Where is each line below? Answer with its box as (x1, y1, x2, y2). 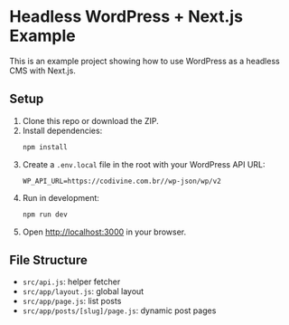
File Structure (9, 252, 88, 268)
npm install (22, 142, 68, 151)
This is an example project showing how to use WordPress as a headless (9, 55, 280, 66)
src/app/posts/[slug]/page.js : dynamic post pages (22, 305, 217, 316)
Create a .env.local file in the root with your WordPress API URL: (22, 158, 266, 169)
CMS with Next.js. (9, 65, 77, 76)
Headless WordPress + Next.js (9, 6, 244, 27)
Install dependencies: (22, 125, 103, 136)
